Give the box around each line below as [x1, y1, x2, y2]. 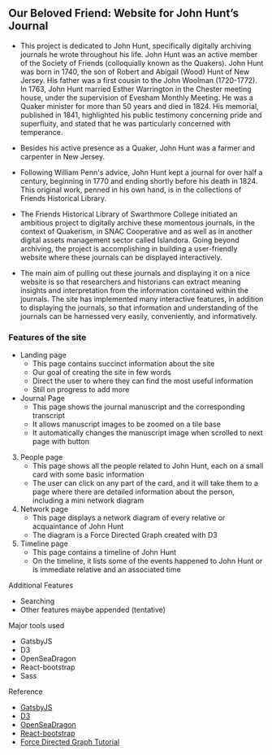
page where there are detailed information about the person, [32, 487, 235, 497]
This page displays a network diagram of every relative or [32, 513, 226, 523]
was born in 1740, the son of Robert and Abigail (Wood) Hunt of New [19, 67, 250, 76]
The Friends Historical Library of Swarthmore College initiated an [19, 209, 238, 219]
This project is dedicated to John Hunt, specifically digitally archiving [19, 41, 252, 50]
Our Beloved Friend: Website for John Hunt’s [8, 7, 240, 20]
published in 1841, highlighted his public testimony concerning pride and [19, 110, 262, 120]
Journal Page [19, 394, 65, 404]
